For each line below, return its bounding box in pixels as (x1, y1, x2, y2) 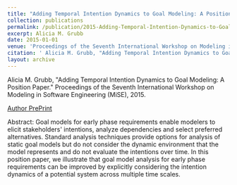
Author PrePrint (7, 103, 53, 113)
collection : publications (7, 17, 83, 24)
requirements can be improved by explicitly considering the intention (7, 162, 207, 171)
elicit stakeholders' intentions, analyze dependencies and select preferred (7, 125, 223, 134)
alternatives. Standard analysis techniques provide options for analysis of (7, 132, 221, 141)
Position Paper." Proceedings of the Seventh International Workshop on (7, 82, 214, 91)
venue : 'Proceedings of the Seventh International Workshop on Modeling (7, 43, 226, 50)
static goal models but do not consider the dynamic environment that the (7, 140, 219, 148)
